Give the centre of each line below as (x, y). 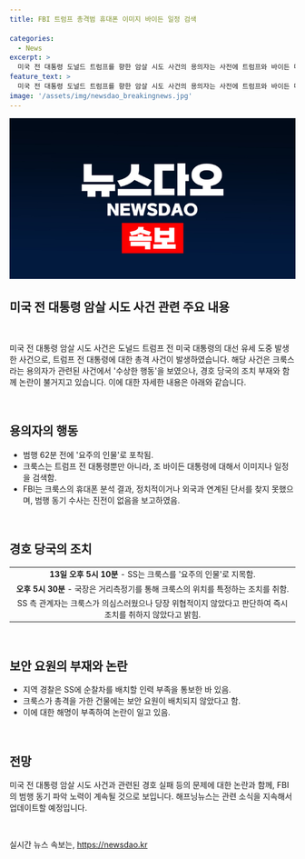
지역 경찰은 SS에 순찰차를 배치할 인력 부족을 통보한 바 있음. (127, 690)
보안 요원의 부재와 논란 (69, 666)
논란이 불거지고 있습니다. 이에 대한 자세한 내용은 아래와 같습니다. (133, 382)
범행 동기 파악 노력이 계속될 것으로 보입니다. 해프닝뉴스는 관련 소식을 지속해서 (156, 796)
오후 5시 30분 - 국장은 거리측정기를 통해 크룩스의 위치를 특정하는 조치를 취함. (152, 589)
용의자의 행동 (44, 431)
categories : (32, 38)
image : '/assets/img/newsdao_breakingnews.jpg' (101, 95)
